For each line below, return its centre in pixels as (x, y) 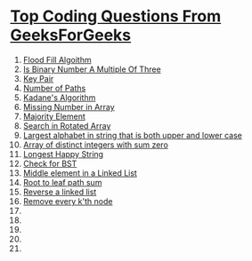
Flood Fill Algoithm (57, 59)
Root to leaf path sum (62, 182)
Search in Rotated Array (67, 125)
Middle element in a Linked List (80, 173)
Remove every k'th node (68, 201)
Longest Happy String (63, 154)
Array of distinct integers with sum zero (95, 145)
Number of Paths (54, 88)
